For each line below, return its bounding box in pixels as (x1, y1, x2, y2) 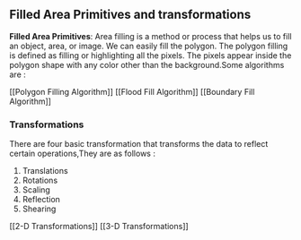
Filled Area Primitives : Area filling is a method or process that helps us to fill (9, 30, 292, 41)
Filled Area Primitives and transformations (9, 7, 252, 22)
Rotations (22, 175, 58, 186)
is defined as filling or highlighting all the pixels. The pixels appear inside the (9, 49, 292, 61)
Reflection (22, 194, 61, 205)
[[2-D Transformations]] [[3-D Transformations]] (9, 221, 189, 232)
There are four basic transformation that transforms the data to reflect (9, 139, 269, 150)
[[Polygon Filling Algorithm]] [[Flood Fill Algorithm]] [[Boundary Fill (9, 86, 255, 97)
